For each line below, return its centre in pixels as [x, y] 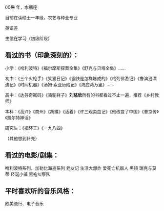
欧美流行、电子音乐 [24, 204]
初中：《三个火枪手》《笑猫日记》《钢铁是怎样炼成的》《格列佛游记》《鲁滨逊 [79, 78]
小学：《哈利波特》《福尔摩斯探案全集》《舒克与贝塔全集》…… [65, 68]
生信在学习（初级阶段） [29, 38]
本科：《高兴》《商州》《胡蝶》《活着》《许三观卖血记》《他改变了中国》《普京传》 [82, 111]
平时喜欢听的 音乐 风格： [40, 191]
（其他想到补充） [22, 138]
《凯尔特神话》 [19, 117]
